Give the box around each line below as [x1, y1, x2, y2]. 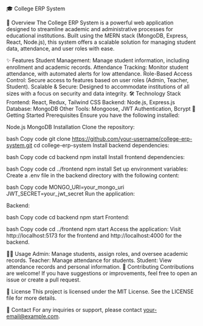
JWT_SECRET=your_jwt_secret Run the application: [6, 190, 135, 197]
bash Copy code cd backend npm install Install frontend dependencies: [6, 154, 185, 160]
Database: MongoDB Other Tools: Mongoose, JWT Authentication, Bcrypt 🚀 [6, 105, 196, 112]
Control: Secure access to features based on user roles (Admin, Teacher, [6, 77, 189, 83]
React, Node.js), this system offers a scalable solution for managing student [6, 38, 196, 46]
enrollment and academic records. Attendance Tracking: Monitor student [6, 63, 188, 71]
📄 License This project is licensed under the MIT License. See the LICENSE [6, 288, 194, 295]
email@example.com [6, 313, 59, 320]
